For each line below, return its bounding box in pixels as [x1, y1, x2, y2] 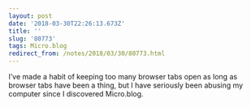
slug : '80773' [8, 34, 57, 43]
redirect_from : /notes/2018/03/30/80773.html [8, 49, 165, 58]
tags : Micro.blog [8, 42, 67, 50]
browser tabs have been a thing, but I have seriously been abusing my [8, 80, 244, 90]
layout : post [8, 11, 53, 20]
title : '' [8, 27, 42, 35]
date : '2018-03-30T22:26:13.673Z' [8, 19, 126, 28]
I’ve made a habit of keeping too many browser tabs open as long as [8, 72, 238, 81]
